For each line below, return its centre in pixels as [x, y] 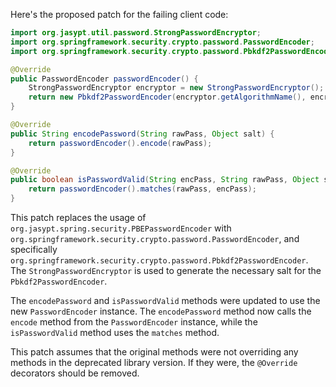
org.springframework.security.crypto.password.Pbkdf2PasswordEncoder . [159, 260]
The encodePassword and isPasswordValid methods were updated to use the [165, 300]
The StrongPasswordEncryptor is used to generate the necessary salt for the [166, 270]
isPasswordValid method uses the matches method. [115, 332]
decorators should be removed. [75, 373]
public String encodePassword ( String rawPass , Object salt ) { [142, 134]
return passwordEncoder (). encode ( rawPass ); [120, 143]
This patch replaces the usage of [78, 217]
